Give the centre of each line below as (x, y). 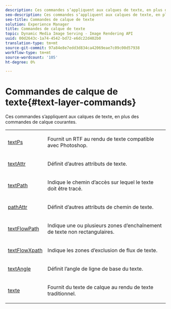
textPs (15, 142)
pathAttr (18, 207)
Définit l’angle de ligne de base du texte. (95, 269)
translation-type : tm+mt (32, 43)
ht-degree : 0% (20, 62)
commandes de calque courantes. (41, 122)
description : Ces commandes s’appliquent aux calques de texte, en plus (84, 10)
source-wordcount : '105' (32, 57)
